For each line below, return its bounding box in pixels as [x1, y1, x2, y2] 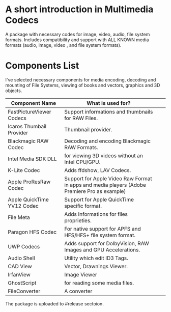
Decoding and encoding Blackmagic [64, 137, 151, 145]
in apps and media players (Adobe [64, 181, 147, 188]
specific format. [64, 202, 102, 209]
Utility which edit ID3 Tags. [64, 254, 129, 262]
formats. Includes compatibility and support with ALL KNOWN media [5, 37, 149, 43]
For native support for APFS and [64, 225, 141, 232]
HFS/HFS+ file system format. [64, 232, 136, 239]
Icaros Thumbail [8, 123, 47, 130]
